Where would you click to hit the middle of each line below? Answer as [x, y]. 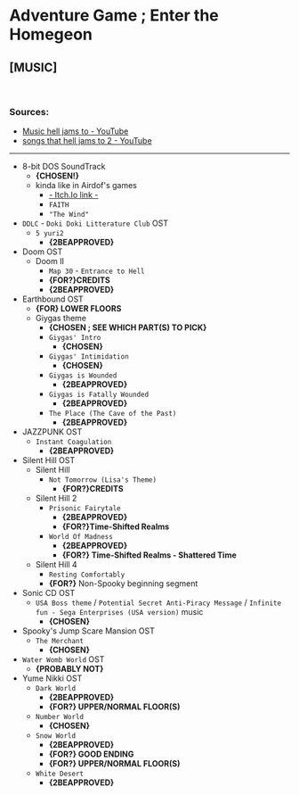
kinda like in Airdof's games [86, 186]
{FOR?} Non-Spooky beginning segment [123, 584]
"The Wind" [69, 215]
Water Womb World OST [63, 659]
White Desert [60, 774]
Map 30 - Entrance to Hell [97, 271]
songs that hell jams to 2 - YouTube [87, 141]
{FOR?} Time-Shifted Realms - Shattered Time [149, 555]
